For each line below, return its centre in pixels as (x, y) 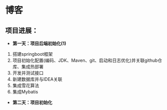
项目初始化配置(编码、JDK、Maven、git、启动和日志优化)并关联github (85, 60)
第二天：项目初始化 (32, 102)
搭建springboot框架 (33, 54)
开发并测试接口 (28, 73)
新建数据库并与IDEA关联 (37, 79)
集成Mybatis (25, 92)
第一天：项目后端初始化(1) (39, 43)
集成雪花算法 (26, 85)
